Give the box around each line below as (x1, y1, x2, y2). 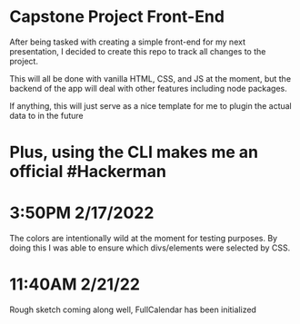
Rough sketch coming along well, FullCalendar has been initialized (9, 304, 257, 315)
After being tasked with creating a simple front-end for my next (9, 36, 245, 47)
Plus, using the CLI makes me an (9, 142, 259, 162)
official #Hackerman (9, 162, 166, 182)
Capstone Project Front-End (9, 6, 225, 27)
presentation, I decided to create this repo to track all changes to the (9, 45, 266, 56)
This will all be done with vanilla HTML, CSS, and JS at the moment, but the (9, 73, 292, 83)
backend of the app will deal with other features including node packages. (9, 83, 288, 93)
